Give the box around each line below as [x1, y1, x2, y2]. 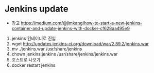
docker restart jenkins [11, 62, 56, 68]
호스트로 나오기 [11, 57, 41, 62]
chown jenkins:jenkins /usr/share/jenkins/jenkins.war [11, 51, 118, 57]
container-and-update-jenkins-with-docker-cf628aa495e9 [11, 25, 130, 31]
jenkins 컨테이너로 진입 [11, 35, 56, 41]
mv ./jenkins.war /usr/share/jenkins [11, 46, 82, 52]
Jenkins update [4, 3, 68, 15]
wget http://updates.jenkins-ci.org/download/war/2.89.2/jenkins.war [11, 41, 149, 46]
